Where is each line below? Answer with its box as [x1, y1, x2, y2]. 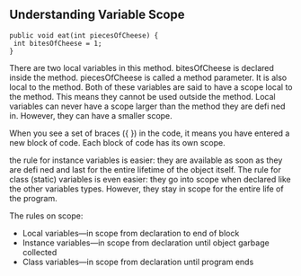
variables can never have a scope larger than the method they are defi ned [9, 101, 286, 111]
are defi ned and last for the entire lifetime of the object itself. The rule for [9, 164, 281, 174]
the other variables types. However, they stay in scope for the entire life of [9, 183, 285, 194]
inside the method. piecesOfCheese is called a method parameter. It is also [9, 72, 288, 83]
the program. [9, 192, 58, 203]
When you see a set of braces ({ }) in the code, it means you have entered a [9, 128, 290, 138]
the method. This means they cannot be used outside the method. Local [9, 91, 276, 102]
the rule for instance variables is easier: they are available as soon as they [9, 155, 283, 165]
